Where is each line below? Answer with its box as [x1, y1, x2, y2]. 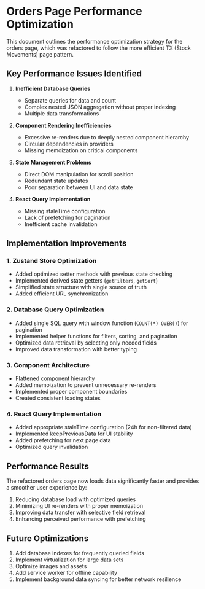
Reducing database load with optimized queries [15, 496, 136, 503]
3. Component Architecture [6, 361, 90, 369]
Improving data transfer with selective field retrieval [15, 509, 146, 517]
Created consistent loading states [15, 394, 101, 402]
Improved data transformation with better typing [15, 345, 137, 353]
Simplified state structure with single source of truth [15, 284, 147, 291]
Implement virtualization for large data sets [15, 556, 124, 563]
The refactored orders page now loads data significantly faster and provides [6, 477, 199, 485]
